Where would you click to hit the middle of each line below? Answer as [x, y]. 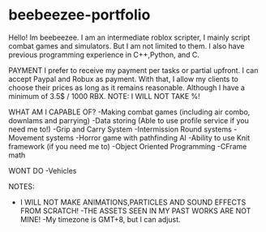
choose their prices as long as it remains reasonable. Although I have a [127, 88]
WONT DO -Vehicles [43, 170]
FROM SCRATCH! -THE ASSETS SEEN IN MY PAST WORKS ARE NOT [135, 211]
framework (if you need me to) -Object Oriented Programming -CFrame [128, 146]
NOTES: [21, 186]
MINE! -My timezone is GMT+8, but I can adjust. [100, 219]
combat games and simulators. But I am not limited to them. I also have [127, 45]
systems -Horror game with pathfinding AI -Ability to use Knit [148, 137]
